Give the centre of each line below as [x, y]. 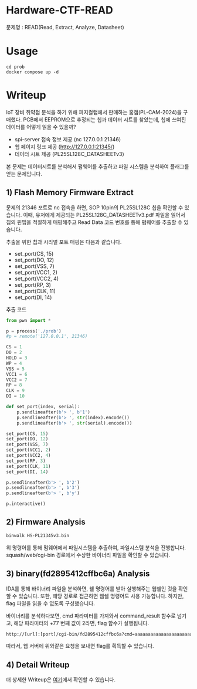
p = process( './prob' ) [34, 331]
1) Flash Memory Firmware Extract [70, 193]
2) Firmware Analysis [46, 522]
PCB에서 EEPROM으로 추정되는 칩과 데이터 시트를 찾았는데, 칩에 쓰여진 [105, 119]
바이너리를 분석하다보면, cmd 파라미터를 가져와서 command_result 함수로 [91, 616]
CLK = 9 [16, 391]
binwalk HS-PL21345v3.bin [38, 535]
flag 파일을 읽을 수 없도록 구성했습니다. [50, 603]
